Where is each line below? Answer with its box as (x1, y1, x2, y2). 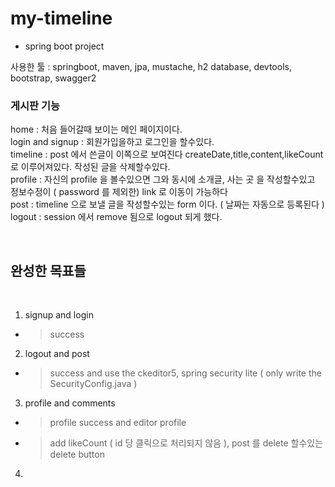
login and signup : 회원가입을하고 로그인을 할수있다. (10, 136, 215, 148)
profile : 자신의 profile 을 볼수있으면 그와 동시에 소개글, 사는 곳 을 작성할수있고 (10, 173, 316, 186)
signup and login (24, 309, 94, 321)
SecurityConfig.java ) (49, 378, 138, 390)
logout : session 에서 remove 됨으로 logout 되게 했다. (10, 211, 223, 223)
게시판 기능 (10, 98, 61, 112)
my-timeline (10, 7, 113, 30)
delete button (49, 448, 105, 461)
